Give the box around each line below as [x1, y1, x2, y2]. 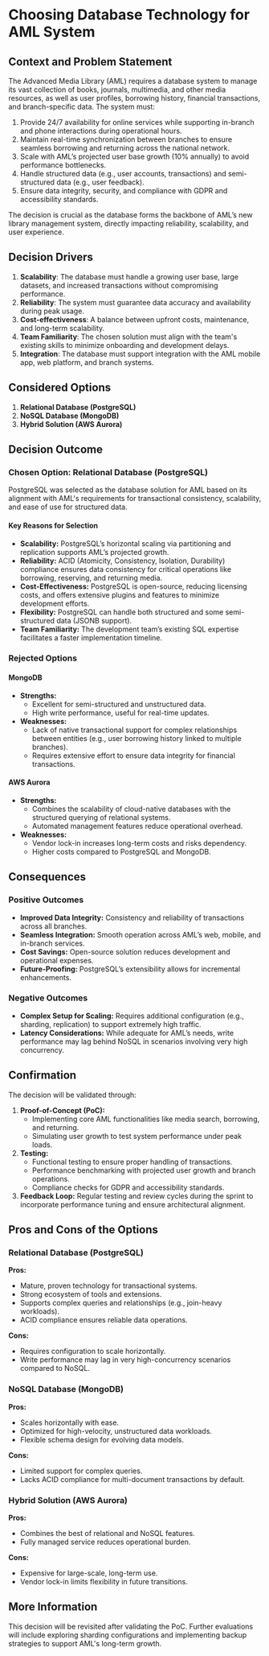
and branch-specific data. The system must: [8, 102, 155, 111]
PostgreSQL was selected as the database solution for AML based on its [8, 485, 247, 495]
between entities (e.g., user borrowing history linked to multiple [31, 733, 243, 743]
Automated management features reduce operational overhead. [31, 821, 243, 830]
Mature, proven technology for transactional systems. [19, 1281, 198, 1290]
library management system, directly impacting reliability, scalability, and [8, 219, 249, 228]
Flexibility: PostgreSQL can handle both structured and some [19, 607, 224, 617]
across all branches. [19, 921, 88, 931]
